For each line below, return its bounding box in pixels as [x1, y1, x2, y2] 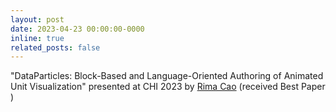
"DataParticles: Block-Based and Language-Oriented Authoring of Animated [10, 70, 324, 82]
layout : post [10, 14, 65, 25]
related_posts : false [10, 42, 101, 53]
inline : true [10, 33, 65, 43]
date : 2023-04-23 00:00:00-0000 [10, 24, 145, 34]
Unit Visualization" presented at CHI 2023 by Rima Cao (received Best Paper [10, 81, 326, 93]
